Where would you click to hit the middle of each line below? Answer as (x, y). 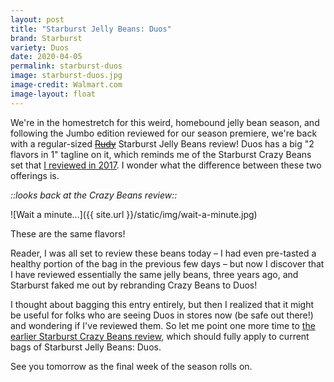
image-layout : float (53, 94)
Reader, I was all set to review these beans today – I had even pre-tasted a (163, 253)
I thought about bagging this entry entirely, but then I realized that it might (162, 304)
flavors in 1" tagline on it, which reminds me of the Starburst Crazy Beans (161, 154)
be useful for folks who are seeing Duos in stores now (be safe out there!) (162, 315)
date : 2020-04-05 (46, 57)
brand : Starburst (46, 38)
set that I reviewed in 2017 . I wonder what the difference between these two (166, 165)
